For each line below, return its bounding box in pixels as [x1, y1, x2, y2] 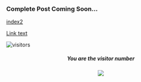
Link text [6, 30, 28, 37]
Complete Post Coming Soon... [6, 5, 98, 13]
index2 [6, 18, 23, 26]
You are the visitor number [67, 55, 135, 62]
